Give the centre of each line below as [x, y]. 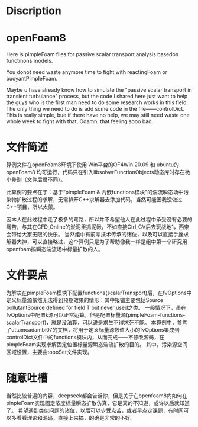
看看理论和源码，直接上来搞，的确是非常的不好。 [76, 418]
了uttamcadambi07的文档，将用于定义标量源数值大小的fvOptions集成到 [93, 330]
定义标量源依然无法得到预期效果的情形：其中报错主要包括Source [85, 300]
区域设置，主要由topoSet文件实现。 [49, 352]
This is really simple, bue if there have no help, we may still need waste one [98, 115]
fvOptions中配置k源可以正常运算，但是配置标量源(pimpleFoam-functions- [96, 315]
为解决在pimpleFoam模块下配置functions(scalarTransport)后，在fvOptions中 [99, 293]
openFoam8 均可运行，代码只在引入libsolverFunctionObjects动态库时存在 [95, 172]
